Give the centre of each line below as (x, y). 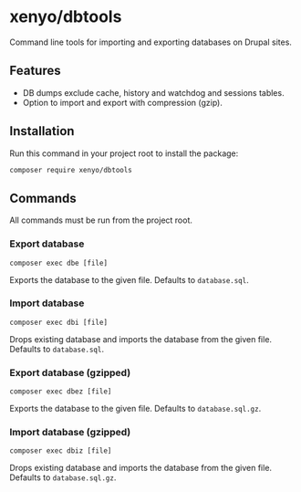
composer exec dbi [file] (58, 322)
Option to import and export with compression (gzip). (123, 102)
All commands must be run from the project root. (101, 220)
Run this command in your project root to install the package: (124, 153)
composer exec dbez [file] (61, 392)
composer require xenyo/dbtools (71, 170)
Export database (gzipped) (70, 372)
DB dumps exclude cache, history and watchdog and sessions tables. (153, 92)
